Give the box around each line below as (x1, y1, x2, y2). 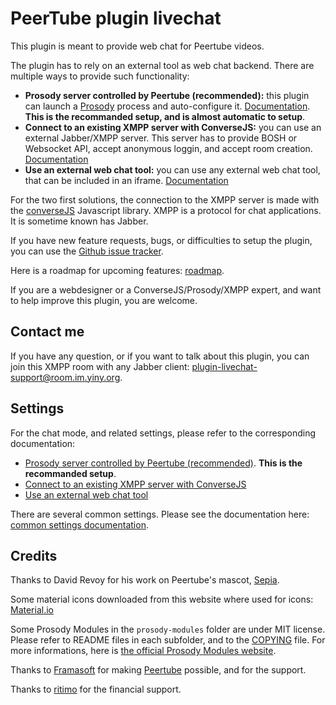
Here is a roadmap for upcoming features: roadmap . (10, 264, 225, 276)
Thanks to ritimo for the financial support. (10, 683, 182, 696)
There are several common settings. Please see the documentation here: (10, 508, 310, 520)
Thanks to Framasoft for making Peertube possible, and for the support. (10, 664, 307, 676)
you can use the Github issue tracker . (10, 245, 164, 257)
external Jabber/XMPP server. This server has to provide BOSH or (24, 132, 298, 144)
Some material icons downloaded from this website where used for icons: (10, 593, 314, 606)
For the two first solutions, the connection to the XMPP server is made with (10, 193, 320, 206)
